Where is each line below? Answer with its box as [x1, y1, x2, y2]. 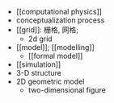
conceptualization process [15, 15, 105, 25]
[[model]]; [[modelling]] [15, 43, 95, 51]
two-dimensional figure [27, 85, 107, 95]
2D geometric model [15, 76, 85, 86]
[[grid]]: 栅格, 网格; [15, 25, 79, 35]
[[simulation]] [15, 60, 61, 69]
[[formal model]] [27, 51, 83, 60]
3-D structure [15, 68, 62, 77]
